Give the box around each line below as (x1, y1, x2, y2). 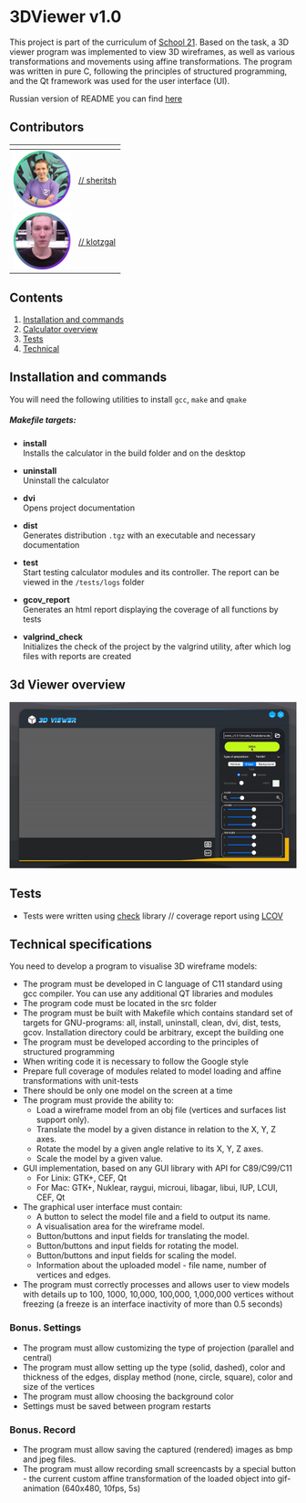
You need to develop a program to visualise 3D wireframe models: (9, 961, 258, 972)
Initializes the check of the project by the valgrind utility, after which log (22, 641, 291, 652)
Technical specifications (9, 936, 153, 951)
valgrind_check (22, 631, 84, 642)
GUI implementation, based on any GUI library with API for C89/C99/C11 (22, 1162, 293, 1174)
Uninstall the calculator (22, 475, 109, 486)
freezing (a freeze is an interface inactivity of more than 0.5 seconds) (22, 1298, 283, 1309)
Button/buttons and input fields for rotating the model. (36, 1240, 240, 1252)
